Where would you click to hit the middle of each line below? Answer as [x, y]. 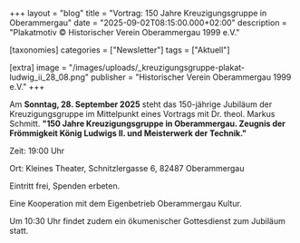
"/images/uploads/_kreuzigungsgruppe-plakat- [157, 68]
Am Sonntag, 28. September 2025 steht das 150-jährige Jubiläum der [141, 104]
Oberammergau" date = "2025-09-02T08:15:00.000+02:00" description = [148, 23]
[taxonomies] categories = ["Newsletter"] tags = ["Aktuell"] [120, 50]
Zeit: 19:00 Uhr [37, 151]
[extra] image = [38, 68]
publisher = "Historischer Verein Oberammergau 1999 [191, 77]
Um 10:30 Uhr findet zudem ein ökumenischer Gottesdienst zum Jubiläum [147, 221]
